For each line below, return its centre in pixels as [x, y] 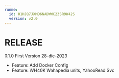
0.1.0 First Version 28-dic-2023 [36, 56]
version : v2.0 [23, 18]
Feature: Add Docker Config [40, 65]
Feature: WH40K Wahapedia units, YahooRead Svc [63, 70]
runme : [11, 9]
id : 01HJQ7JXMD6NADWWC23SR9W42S [42, 14]
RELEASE [24, 42]
